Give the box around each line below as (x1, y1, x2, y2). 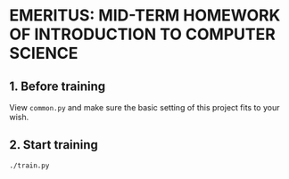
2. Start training (9, 137, 98, 152)
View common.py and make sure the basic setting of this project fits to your (9, 102, 280, 112)
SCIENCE (9, 44, 78, 63)
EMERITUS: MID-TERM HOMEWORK (9, 5, 281, 26)
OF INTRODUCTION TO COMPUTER (9, 24, 277, 45)
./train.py (9, 161, 50, 170)
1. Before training (9, 78, 106, 94)
